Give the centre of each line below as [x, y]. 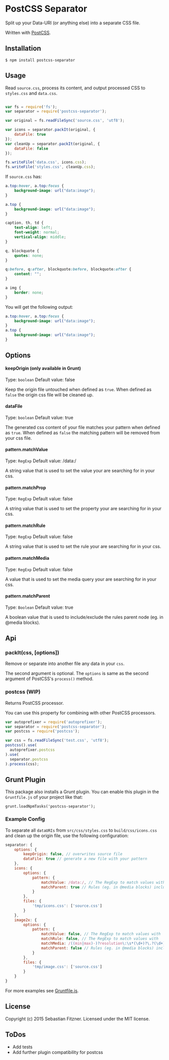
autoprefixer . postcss [32, 750]
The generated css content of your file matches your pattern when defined [83, 427]
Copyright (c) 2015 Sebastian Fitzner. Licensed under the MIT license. [77, 1019]
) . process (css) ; [22, 764]
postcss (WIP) [23, 692]
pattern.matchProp [26, 488]
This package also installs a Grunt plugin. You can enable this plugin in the [82, 792]
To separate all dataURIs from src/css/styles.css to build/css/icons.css [81, 830]
